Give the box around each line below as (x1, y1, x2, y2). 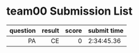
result (42, 26, 59, 35)
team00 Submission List (6, 4, 133, 18)
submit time (88, 26, 124, 35)
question (9, 26, 36, 35)
